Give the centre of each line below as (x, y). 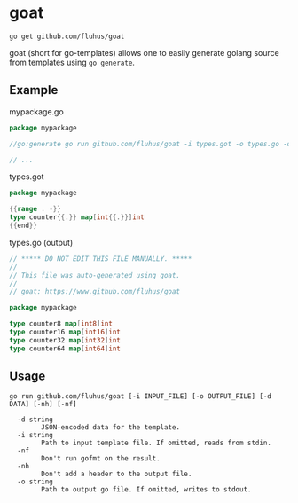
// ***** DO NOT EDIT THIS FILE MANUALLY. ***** (101, 259)
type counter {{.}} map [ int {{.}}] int (77, 217)
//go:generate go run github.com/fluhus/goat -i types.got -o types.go (144, 144)
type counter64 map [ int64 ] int (65, 349)
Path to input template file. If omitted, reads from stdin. (157, 443)
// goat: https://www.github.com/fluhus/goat (94, 292)
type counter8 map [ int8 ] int (61, 324)
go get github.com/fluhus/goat (67, 36)
